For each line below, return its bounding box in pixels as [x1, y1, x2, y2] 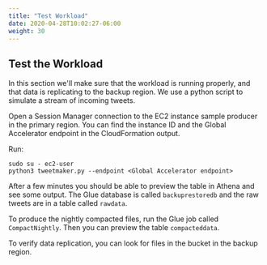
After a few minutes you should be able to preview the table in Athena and [8, 182, 255, 191]
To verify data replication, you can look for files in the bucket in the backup [8, 238, 259, 248]
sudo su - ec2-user [8, 160, 74, 169]
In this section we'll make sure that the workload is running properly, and [8, 79, 251, 88]
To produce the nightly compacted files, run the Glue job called [8, 214, 219, 224]
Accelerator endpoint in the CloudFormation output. [8, 129, 180, 139]
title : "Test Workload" [8, 11, 89, 20]
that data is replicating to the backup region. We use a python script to [8, 87, 244, 97]
